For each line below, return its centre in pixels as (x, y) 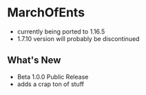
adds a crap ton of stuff (51, 84)
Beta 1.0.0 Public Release (53, 77)
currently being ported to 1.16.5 (61, 31)
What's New (34, 60)
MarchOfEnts (46, 13)
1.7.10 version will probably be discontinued (78, 38)
